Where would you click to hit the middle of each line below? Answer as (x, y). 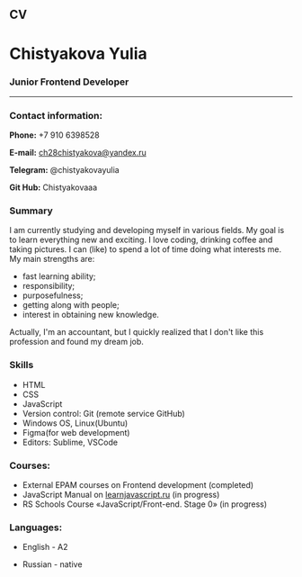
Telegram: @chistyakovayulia (64, 170)
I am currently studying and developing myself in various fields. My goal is (147, 230)
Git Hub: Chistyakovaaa (53, 187)
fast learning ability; (59, 276)
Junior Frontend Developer (69, 82)
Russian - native (52, 564)
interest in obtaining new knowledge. (91, 315)
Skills (22, 365)
